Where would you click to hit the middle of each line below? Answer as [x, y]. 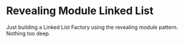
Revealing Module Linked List [80, 11]
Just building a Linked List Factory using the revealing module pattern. [92, 27]
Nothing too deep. [28, 33]
